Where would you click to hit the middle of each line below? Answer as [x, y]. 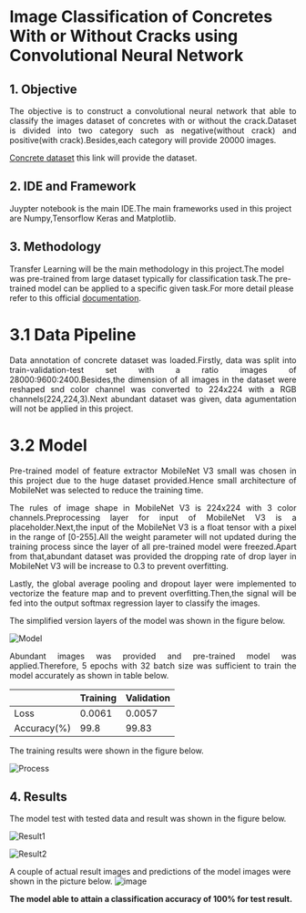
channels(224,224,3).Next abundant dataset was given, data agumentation [153, 399]
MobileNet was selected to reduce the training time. [107, 490]
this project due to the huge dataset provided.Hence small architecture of [153, 480]
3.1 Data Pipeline [73, 334]
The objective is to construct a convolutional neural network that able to [153, 111]
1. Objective [43, 89]
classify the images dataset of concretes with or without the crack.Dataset [153, 121]
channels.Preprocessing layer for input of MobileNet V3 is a [153, 517]
